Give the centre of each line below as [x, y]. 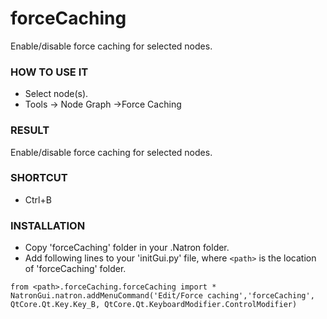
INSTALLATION [48, 225]
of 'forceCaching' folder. [75, 269]
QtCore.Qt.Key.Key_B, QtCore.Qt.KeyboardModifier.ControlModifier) [154, 305]
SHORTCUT [39, 178]
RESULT [30, 130]
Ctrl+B [38, 199]
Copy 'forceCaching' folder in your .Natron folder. [127, 248]
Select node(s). [56, 94]
